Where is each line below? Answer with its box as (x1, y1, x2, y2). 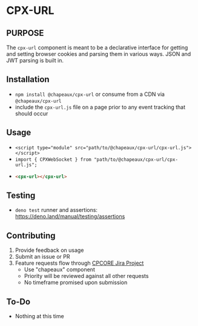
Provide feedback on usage (15, 246, 84, 254)
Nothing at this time (15, 312, 65, 319)
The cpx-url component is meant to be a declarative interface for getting (6, 44, 188, 51)
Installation (6, 74, 50, 85)
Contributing (6, 230, 56, 240)
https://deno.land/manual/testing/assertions (15, 213, 125, 220)
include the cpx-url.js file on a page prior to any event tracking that (15, 103, 186, 110)
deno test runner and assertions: (15, 206, 98, 214)
